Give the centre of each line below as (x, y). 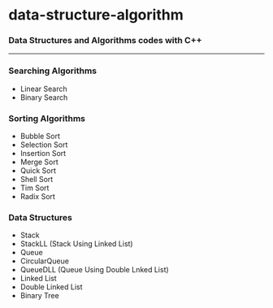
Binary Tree (39, 296)
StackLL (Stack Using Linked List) (76, 244)
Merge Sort (39, 162)
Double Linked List (51, 287)
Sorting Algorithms (47, 118)
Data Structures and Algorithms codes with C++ (105, 41)
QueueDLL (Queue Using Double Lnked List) (94, 270)
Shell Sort (37, 180)
